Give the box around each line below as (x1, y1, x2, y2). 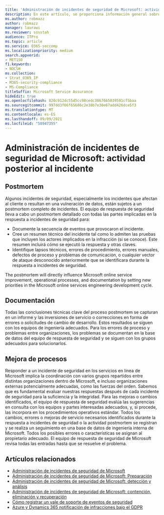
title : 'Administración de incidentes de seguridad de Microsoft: (5, 7, 143, 12)
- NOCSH (5, 67, 21, 72)
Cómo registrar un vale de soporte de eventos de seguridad (12, 499, 133, 505)
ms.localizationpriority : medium (5, 48, 73, 53)
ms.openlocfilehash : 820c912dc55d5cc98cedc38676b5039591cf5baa (5, 98, 137, 103)
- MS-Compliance (5, 84, 38, 90)
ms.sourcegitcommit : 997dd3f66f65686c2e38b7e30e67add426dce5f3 (5, 103, 137, 108)
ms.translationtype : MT (5, 107, 54, 113)
